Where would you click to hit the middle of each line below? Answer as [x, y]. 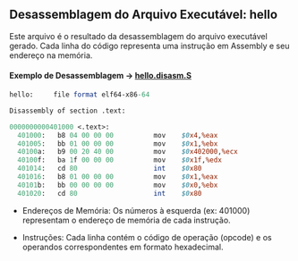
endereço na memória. [51, 55]
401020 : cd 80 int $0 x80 [110, 193]
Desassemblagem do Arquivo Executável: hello [144, 15]
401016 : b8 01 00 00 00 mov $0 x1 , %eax [118, 177]
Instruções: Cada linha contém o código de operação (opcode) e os [147, 237]
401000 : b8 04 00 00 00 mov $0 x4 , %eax [118, 135]
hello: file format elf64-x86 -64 [80, 95]
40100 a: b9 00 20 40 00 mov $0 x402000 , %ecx [128, 152]
